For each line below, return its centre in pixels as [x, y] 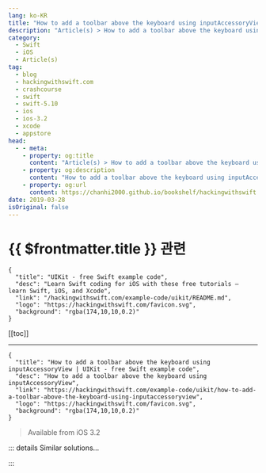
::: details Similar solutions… [54, 448]
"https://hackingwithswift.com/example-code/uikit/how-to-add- [150, 390]
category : [25, 38]
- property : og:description [68, 170]
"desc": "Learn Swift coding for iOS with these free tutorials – [127, 284]
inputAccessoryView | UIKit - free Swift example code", [104, 369]
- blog [26, 74]
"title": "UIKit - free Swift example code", [92, 277]
